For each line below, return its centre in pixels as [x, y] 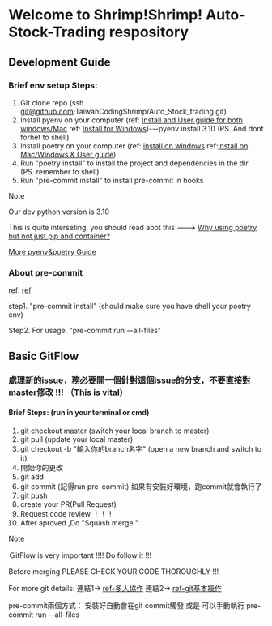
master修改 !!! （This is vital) [66, 392]
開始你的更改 [41, 467]
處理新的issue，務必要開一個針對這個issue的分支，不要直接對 [130, 380]
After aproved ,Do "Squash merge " [79, 523]
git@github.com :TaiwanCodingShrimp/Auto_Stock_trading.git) [123, 111]
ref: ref [20, 290]
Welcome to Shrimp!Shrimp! [106, 15]
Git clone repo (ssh [52, 102]
